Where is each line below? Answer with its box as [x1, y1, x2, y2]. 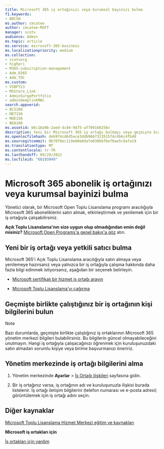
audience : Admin [5, 35, 38, 40]
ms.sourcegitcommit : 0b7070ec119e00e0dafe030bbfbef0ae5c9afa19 [5, 139, 137, 144]
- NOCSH [5, 16, 21, 21]
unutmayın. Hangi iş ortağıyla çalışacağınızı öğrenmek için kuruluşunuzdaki [5, 340, 156, 347]
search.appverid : [5, 102, 41, 107]
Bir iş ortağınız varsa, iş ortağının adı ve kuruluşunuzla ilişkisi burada [12, 382, 150, 388]
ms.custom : [5, 80, 27, 84]
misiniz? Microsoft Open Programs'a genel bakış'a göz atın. [5, 229, 126, 235]
